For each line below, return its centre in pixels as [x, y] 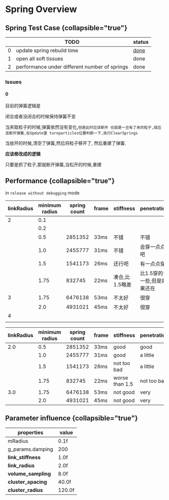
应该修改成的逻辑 [23, 154]
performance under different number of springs [72, 67]
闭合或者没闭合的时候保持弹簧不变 [40, 116]
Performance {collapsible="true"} [60, 181]
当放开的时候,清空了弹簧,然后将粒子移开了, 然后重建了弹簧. [66, 143]
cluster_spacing [27, 482]
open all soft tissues [40, 59]
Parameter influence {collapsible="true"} [72, 418]
